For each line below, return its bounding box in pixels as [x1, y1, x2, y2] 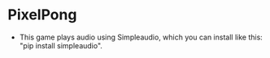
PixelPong [7, 6, 77, 24]
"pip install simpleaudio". [19, 40, 103, 50]
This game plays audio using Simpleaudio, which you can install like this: [19, 32, 263, 42]
